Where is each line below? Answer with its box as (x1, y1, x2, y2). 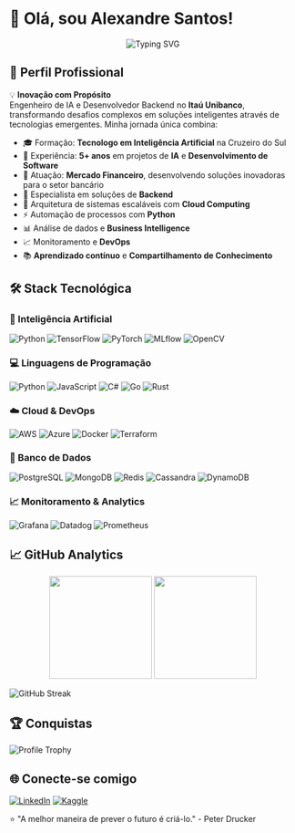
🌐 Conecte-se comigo (9, 771, 137, 786)
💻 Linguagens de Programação (9, 357, 152, 370)
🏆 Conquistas (9, 715, 93, 731)
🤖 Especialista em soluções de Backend (22, 189, 174, 200)
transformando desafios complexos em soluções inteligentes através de (9, 109, 280, 120)
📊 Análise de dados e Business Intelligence (22, 223, 190, 234)
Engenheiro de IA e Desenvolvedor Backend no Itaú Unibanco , (9, 99, 246, 110)
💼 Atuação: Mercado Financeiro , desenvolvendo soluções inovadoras (22, 169, 286, 181)
